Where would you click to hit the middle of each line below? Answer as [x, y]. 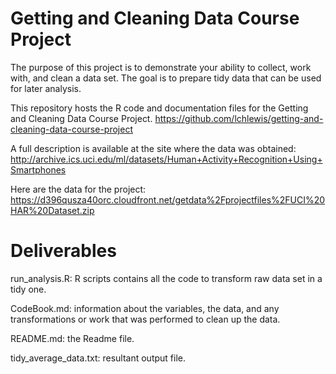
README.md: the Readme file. [72, 338]
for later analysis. [46, 88]
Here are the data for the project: [78, 189]
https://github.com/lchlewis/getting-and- [239, 118]
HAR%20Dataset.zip [52, 210]
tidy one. [28, 289]
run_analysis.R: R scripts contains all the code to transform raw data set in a [166, 278]
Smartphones [38, 169]
